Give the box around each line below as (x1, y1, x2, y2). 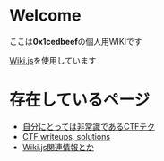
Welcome (9, 5, 82, 26)
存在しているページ (9, 90, 151, 110)
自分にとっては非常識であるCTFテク (22, 121, 155, 131)
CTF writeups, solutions (22, 131, 110, 141)
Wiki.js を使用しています (9, 55, 97, 65)
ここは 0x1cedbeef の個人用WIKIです (9, 36, 142, 47)
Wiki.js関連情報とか (22, 141, 94, 152)
